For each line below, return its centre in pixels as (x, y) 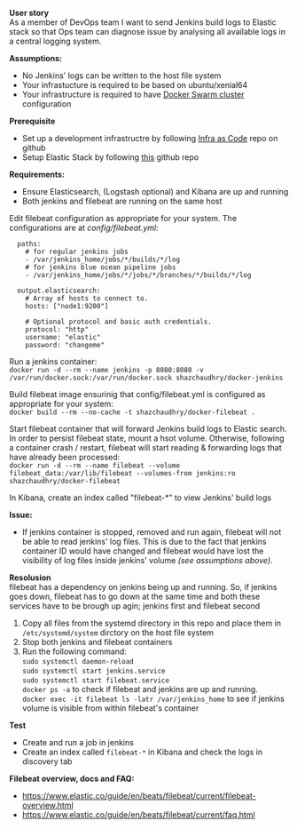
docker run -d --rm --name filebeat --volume (94, 466)
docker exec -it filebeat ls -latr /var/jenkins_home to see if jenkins (153, 698)
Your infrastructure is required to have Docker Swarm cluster (133, 94)
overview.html (47, 805)
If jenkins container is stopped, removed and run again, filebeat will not (152, 532)
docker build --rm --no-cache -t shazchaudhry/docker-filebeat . (132, 412)
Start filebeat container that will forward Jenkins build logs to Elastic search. (148, 429)
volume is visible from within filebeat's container (110, 708)
